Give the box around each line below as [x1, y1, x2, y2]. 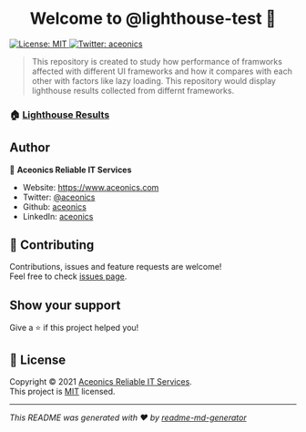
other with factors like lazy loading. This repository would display [31, 75, 276, 86]
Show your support [9, 297, 121, 313]
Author [9, 140, 50, 156]
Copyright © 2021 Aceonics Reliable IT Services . [9, 376, 193, 387]
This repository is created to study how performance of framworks [31, 56, 282, 67]
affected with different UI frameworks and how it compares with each [31, 66, 293, 77]
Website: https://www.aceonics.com [22, 181, 159, 192]
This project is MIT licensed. [9, 386, 116, 397]
